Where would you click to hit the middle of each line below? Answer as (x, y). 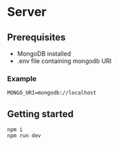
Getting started (40, 114)
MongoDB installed (44, 53)
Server (27, 12)
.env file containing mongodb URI (64, 61)
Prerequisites (36, 37)
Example (22, 78)
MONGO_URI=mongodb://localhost (52, 93)
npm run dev (24, 136)
